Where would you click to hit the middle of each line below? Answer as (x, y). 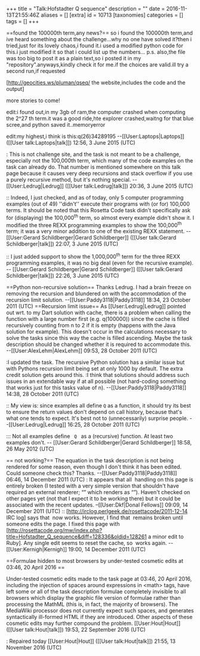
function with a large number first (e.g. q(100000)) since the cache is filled (98, 318)
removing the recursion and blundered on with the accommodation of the (96, 293)
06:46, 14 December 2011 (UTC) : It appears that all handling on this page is (100, 479)
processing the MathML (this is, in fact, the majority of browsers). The (92, 604)
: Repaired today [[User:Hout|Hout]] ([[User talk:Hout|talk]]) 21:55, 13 (91, 641)
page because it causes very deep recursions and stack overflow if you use (99, 173)
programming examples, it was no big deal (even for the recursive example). (100, 263)
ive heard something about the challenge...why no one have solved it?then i (99, 39)
